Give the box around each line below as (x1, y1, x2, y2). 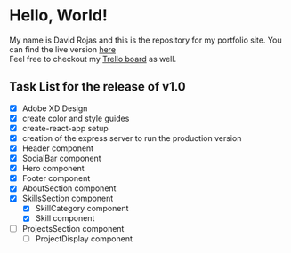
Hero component (21, 163, 85, 174)
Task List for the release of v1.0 (9, 79, 186, 94)
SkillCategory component (35, 203, 129, 214)
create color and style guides (21, 113, 130, 123)
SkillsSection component (21, 193, 114, 204)
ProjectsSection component (21, 223, 125, 233)
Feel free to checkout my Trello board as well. (9, 53, 176, 64)
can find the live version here (9, 43, 117, 54)
